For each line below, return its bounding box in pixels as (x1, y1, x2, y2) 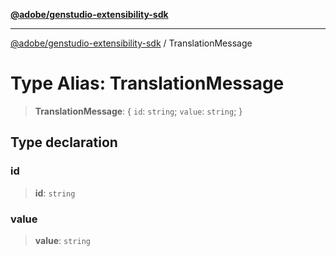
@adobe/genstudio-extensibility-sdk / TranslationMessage (10, 37, 253, 49)
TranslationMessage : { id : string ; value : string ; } (34, 105, 243, 117)
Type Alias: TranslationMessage (10, 72, 285, 95)
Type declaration (10, 134, 118, 151)
